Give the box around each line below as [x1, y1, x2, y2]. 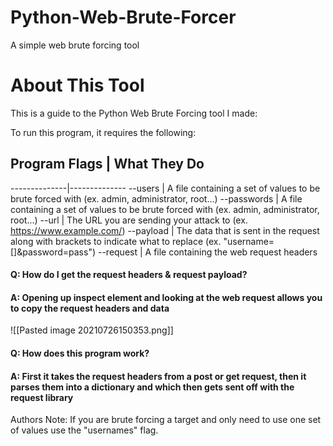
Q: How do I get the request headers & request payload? [10, 269, 248, 281]
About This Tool [10, 74, 145, 97]
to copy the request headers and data [10, 302, 170, 314]
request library [10, 391, 74, 403]
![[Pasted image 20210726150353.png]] [10, 324, 174, 336]
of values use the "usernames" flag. [10, 424, 159, 436]
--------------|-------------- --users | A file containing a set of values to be [10, 182, 321, 194]
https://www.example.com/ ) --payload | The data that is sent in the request [10, 224, 320, 236]
